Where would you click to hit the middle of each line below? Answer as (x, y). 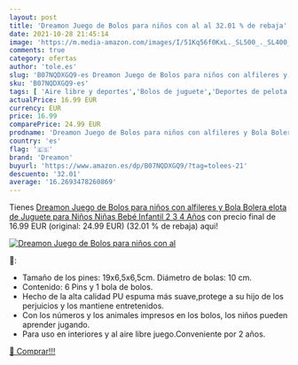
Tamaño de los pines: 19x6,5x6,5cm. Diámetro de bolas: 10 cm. (137, 278)
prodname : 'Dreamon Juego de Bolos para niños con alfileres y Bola (138, 133)
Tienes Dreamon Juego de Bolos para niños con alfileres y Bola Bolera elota (148, 207)
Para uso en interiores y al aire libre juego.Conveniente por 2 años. (144, 334)
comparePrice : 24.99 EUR (55, 125)
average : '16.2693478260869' (63, 182)
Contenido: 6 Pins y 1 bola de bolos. (87, 287)
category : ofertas (43, 58)
